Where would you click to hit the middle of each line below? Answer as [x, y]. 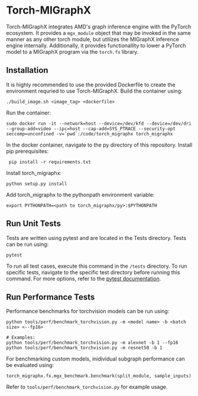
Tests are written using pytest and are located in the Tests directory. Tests [96, 238]
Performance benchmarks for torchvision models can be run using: [88, 311]
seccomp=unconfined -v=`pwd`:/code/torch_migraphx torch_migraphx [90, 134]
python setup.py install [37, 184]
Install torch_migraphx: [34, 173]
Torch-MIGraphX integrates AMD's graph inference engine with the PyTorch [99, 27]
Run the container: [29, 112]
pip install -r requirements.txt [50, 162]
